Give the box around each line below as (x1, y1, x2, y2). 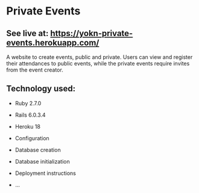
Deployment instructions (14, 170, 77, 177)
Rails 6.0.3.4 (14, 111, 46, 118)
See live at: (6, 28, 49, 38)
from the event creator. (6, 66, 63, 73)
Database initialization (14, 158, 71, 165)
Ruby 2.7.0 (14, 99, 42, 106)
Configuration (14, 134, 49, 142)
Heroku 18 (14, 123, 41, 130)
